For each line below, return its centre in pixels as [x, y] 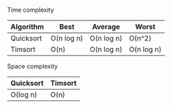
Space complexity [33, 66]
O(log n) [24, 95]
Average [106, 27]
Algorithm [27, 27]
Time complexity [31, 10]
